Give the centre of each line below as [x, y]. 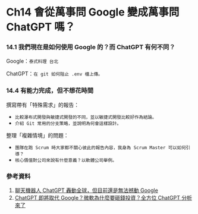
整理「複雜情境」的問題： [37, 135]
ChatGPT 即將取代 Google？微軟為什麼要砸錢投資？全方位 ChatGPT [97, 198]
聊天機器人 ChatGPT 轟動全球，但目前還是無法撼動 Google [87, 190]
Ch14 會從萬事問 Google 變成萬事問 [93, 12]
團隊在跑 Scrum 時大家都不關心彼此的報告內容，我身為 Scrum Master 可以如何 [100, 147]
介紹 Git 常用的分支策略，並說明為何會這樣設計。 [68, 123]
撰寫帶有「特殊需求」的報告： [43, 105]
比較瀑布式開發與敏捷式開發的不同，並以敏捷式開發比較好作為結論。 [86, 117]
